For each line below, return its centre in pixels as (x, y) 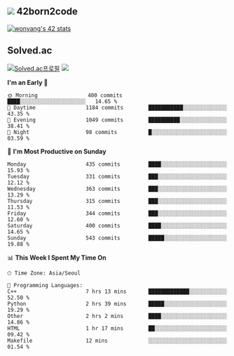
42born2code (47, 12)
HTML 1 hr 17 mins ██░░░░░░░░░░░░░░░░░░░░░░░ (117, 328)
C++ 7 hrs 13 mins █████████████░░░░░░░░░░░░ (117, 291)
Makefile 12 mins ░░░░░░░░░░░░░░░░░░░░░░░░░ (117, 341)
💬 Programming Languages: (45, 285)
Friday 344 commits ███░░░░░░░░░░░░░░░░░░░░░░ (117, 213)
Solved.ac (30, 51)
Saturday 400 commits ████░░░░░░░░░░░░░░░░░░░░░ (117, 225)
